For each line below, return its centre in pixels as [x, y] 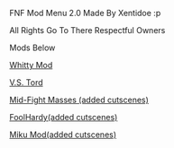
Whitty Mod [31, 65]
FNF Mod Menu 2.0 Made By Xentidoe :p [85, 13]
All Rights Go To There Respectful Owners [87, 30]
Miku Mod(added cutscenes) [63, 135]
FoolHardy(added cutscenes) [64, 117]
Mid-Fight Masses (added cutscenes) [79, 100]
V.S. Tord [26, 83]
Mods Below [32, 48]
